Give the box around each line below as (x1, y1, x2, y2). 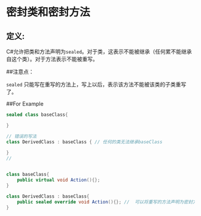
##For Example (6, 100, 44, 107)
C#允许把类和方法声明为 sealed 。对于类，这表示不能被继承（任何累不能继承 (6, 48, 193, 55)
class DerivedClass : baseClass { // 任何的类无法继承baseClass (6, 138, 163, 145)
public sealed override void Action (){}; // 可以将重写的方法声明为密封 (17, 199, 193, 205)
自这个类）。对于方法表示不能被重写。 (6, 55, 98, 63)
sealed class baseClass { (6, 112, 68, 118)
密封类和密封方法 (6, 5, 91, 19)
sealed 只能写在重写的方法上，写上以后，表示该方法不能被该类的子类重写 (6, 81, 187, 88)
